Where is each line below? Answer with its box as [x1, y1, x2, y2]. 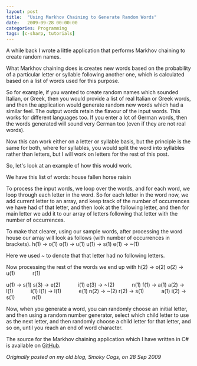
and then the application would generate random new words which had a [6, 101, 184, 108]
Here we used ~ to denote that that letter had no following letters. [6, 252, 165, 259]
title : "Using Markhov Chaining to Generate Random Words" [6, 14, 157, 20]
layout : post [6, 8, 38, 15]
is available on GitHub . [6, 342, 61, 349]
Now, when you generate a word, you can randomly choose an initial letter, [6, 306, 188, 313]
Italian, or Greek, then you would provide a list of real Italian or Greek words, [6, 95, 191, 102]
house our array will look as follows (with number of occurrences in [6, 235, 170, 242]
